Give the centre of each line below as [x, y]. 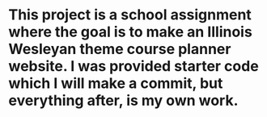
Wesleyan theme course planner [120, 49]
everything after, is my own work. [123, 100]
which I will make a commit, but [116, 84]
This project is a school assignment [130, 15]
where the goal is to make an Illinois [130, 32]
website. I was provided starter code [133, 67]
